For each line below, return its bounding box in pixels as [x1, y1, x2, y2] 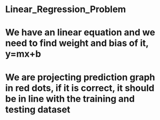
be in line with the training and [5, 93, 135, 104]
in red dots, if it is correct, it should [5, 82, 154, 94]
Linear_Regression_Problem [5, 4, 126, 15]
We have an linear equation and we [5, 27, 155, 38]
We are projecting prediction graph [5, 71, 155, 83]
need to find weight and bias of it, [5, 37, 149, 49]
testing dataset [5, 104, 71, 115]
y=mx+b [5, 48, 42, 60]
